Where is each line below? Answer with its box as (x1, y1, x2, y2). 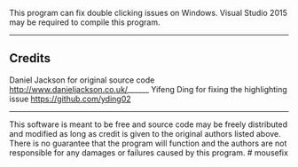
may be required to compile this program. (9, 17, 161, 28)
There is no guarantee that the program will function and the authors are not (9, 138, 287, 148)
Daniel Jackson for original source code (9, 75, 155, 85)
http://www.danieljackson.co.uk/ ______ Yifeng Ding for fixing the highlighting (9, 83, 288, 94)
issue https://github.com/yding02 (9, 93, 131, 104)
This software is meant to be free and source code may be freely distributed (9, 119, 288, 130)
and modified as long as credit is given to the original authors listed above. (9, 128, 281, 139)
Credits (9, 51, 51, 66)
